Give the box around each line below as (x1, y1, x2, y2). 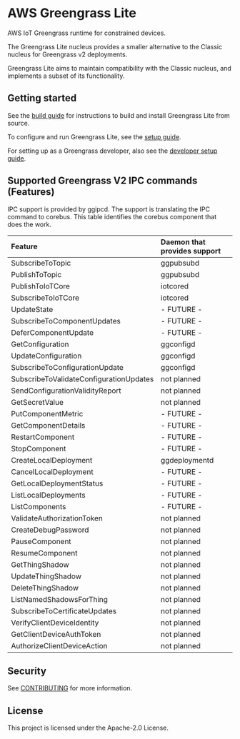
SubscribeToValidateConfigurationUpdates (11, 373, 154, 383)
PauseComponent (11, 536, 71, 546)
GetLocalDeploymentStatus (11, 478, 104, 488)
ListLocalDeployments (11, 490, 86, 500)
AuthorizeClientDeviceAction (11, 640, 108, 650)
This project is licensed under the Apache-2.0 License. (7, 723, 169, 733)
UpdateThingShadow (11, 571, 82, 581)
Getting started (7, 92, 77, 104)
